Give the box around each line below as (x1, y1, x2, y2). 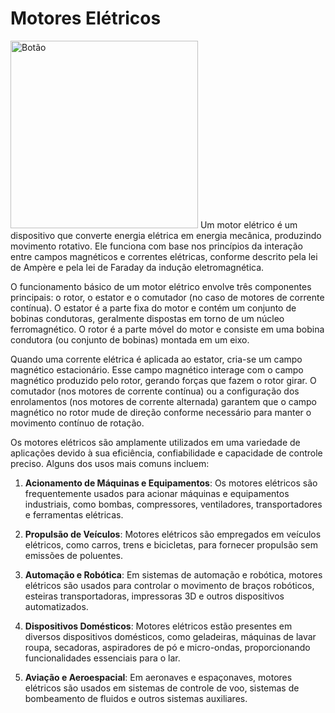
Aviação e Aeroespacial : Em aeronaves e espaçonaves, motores (24, 671, 293, 683)
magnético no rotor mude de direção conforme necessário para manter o (10, 406, 312, 418)
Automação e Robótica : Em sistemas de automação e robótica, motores (24, 568, 323, 581)
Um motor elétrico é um (199, 218, 298, 231)
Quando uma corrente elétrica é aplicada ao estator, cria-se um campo (10, 353, 303, 365)
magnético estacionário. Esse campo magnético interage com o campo (10, 363, 304, 376)
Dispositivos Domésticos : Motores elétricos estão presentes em (24, 620, 293, 632)
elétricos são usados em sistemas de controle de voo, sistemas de (24, 682, 300, 694)
